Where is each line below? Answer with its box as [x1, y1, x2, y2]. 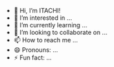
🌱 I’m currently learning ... [13, 21, 88, 29]
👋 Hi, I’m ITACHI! [13, 7, 61, 14]
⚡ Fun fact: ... [13, 53, 52, 62]
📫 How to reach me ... [13, 36, 78, 44]
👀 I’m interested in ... [13, 14, 73, 22]
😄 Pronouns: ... [13, 46, 59, 54]
